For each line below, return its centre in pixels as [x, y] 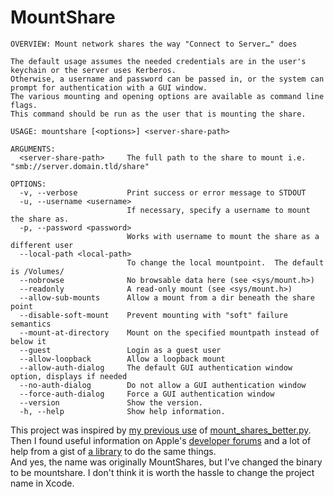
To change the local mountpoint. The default [225, 262]
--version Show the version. [111, 402]
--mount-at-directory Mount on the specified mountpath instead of [169, 332]
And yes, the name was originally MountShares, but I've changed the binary [166, 462]
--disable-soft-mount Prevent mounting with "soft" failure [153, 315]
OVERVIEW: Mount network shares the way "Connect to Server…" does [154, 44]
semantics [31, 324]
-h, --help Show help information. [122, 411]
